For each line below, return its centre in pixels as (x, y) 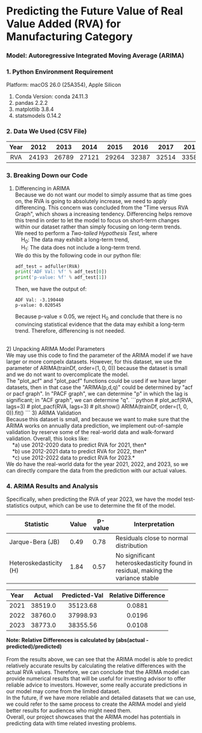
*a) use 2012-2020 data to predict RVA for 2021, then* (79, 445)
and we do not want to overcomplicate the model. (68, 374)
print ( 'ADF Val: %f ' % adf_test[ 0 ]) (61, 272)
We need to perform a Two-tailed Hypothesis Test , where (86, 233)
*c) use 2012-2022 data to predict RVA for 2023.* (73, 458)
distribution (131, 546)
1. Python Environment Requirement (60, 72)
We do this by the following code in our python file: (78, 255)
